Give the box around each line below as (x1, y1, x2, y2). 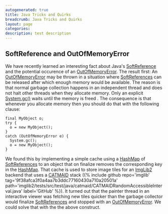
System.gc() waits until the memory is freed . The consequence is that (5, 95, 151, 101)
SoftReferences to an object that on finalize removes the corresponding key (5, 161, 162, 167)
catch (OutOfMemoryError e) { (5, 134, 69, 139)
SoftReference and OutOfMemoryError (5, 50, 130, 58)
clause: (5, 106, 21, 112)
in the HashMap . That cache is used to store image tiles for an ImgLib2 (5, 166, 152, 173)
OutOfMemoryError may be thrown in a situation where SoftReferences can (5, 74, 162, 80)
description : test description (5, 31, 71, 36)
